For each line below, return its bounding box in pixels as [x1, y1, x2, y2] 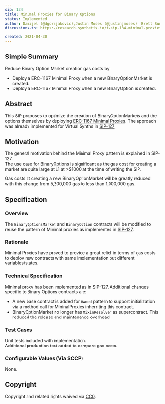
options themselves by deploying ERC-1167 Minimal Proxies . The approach [5, 118, 156, 124]
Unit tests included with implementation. [5, 338, 87, 344]
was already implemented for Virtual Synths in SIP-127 [5, 123, 115, 129]
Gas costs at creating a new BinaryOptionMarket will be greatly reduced [5, 175, 151, 182]
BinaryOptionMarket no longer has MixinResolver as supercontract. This [12, 309, 159, 315]
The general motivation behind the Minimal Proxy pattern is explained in [5, 150, 151, 156]
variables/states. [5, 260, 39, 266]
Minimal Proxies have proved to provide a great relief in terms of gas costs [5, 250, 156, 256]
